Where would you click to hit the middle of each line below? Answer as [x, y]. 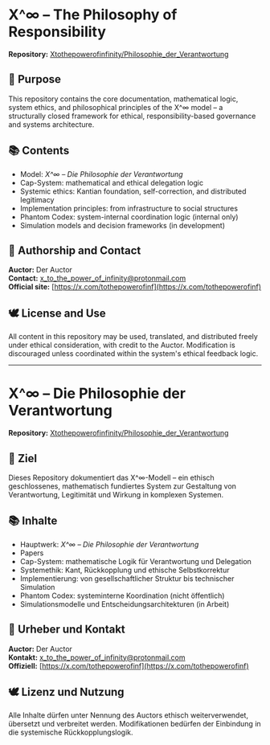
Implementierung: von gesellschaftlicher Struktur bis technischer [127, 578]
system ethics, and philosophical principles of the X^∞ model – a [116, 107]
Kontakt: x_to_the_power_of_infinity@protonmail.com [97, 657]
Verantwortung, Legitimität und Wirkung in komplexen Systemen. [116, 494]
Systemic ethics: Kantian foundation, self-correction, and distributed [133, 191]
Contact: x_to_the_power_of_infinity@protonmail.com [97, 278]
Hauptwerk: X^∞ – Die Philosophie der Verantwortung [109, 544]
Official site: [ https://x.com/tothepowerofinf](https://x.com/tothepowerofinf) [135, 287]
